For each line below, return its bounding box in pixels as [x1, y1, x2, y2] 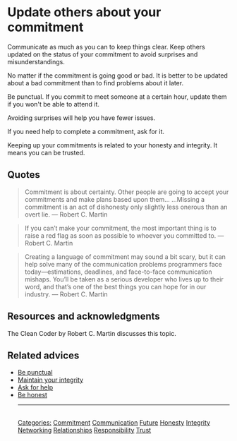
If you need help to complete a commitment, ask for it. [7, 127, 164, 135]
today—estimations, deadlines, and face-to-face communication [24, 267, 213, 276]
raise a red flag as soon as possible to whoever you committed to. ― [24, 231, 224, 240]
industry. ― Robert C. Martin [24, 290, 108, 298]
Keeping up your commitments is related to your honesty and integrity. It [7, 140, 218, 149]
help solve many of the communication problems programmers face [24, 260, 222, 268]
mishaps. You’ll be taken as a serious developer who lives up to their [24, 274, 224, 283]
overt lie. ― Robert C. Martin [24, 210, 108, 219]
